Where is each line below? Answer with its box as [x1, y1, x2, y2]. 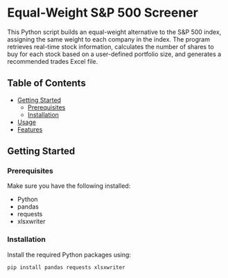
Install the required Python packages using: [7, 250, 132, 259]
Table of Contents [7, 78, 87, 89]
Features [17, 125, 43, 133]
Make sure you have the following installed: [7, 182, 131, 190]
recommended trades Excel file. [7, 57, 98, 65]
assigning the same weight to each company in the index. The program [7, 35, 210, 43]
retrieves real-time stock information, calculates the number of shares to [7, 42, 214, 51]
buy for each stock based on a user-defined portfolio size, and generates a [7, 50, 222, 58]
